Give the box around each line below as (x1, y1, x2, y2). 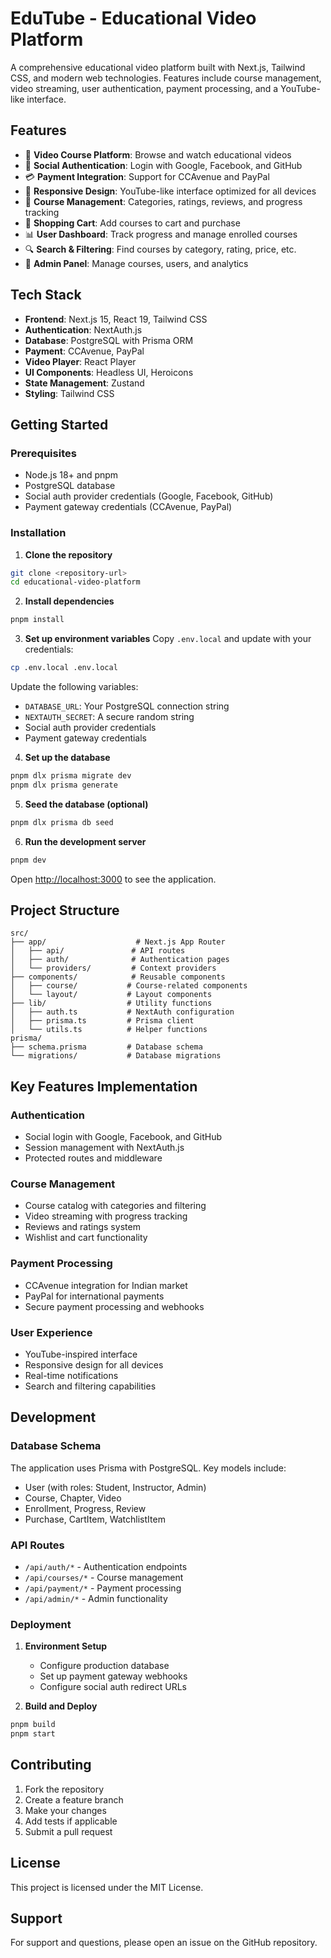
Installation (10, 526, 67, 540)
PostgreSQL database (24, 480, 116, 492)
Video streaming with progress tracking (24, 1210, 188, 1222)
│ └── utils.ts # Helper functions (10, 1025, 208, 1035)
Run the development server (24, 835, 147, 847)
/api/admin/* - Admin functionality (24, 1592, 168, 1604)
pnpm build (10, 1720, 56, 1730)
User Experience (10, 1325, 93, 1339)
